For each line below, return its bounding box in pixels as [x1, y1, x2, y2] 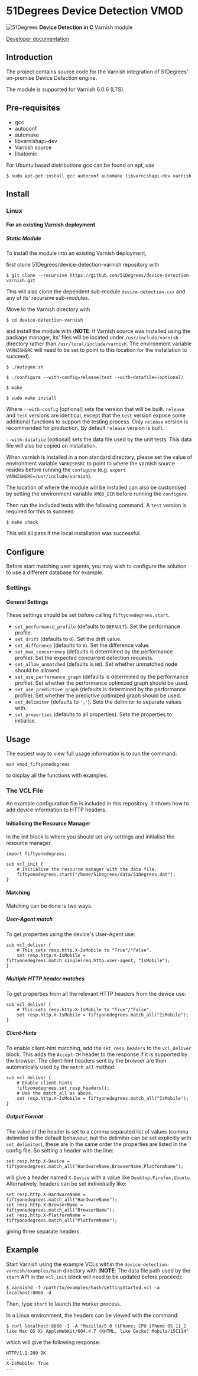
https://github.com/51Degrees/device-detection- [69, 273, 192, 279]
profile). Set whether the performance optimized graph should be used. [14, 679, 189, 687]
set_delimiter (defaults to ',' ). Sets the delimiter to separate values [14, 698, 182, 705]
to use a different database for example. [6, 569, 104, 576]
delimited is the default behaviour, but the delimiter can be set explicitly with [6, 1134, 191, 1141]
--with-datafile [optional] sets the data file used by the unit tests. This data [6, 436, 192, 443]
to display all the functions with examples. [6, 772, 108, 779]
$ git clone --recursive [6, 273, 67, 279]
